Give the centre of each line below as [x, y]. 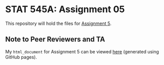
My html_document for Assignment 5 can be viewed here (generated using [82, 51]
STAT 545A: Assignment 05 [65, 9]
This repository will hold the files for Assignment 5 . [58, 23]
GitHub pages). [21, 57]
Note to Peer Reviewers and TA [55, 39]
